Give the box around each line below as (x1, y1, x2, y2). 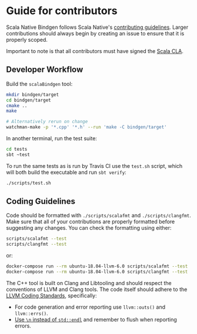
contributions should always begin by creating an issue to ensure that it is (6, 29, 185, 37)
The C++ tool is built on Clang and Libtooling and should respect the (6, 279, 172, 286)
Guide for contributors (6, 4, 118, 18)
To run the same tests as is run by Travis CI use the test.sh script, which (6, 162, 183, 169)
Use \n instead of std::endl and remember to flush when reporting (14, 316, 178, 323)
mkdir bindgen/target (6, 91, 59, 98)
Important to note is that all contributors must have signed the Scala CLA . (6, 47, 184, 54)
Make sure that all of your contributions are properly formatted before (6, 218, 175, 225)
